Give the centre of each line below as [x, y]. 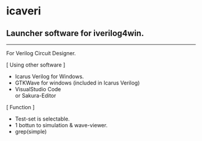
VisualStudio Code [38, 89]
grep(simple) [31, 131]
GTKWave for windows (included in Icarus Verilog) [77, 83]
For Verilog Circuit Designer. [41, 53]
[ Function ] [20, 107]
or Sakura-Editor [35, 95]
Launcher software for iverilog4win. [75, 33]
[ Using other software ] [36, 65]
